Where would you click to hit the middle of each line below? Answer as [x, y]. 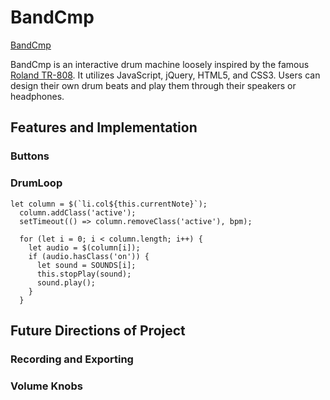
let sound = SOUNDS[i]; [86, 265]
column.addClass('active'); [78, 212]
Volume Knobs [46, 386]
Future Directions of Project [98, 330]
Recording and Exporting [72, 359]
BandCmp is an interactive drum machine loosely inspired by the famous [160, 64]
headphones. [37, 96]
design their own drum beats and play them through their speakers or [153, 85]
